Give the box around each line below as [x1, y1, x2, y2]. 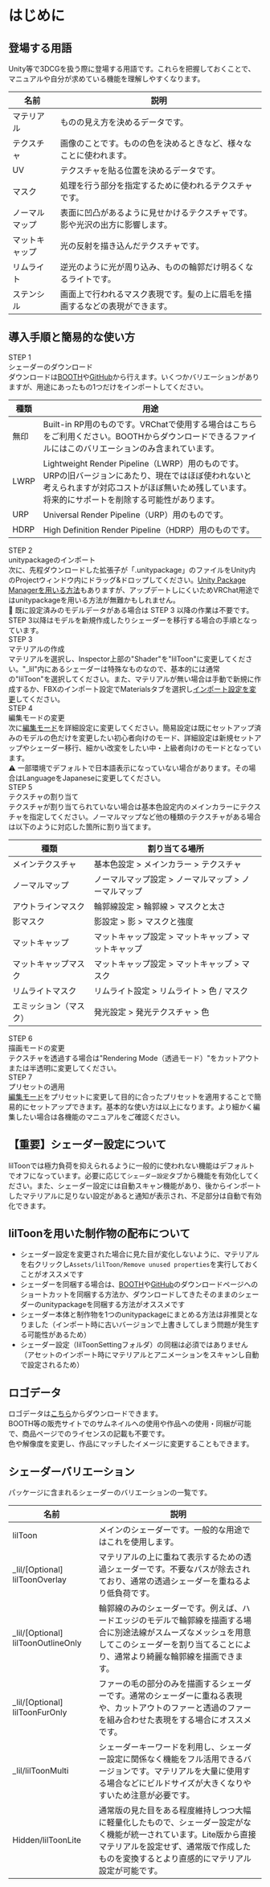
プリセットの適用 [8, 1082, 65, 1091]
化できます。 [8, 1201, 51, 1211]
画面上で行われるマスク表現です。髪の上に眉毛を [59, 289, 244, 299]
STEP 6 [8, 1034, 33, 1043]
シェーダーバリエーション [8, 1465, 135, 1478]
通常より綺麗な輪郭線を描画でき [114, 1651, 235, 1663]
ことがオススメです [19, 1269, 84, 1279]
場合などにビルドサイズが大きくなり [106, 1778, 243, 1789]
